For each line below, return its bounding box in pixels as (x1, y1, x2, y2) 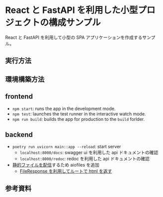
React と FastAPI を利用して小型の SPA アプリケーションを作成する (5, 34, 143, 40)
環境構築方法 (5, 75, 45, 84)
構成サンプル (49, 17, 101, 28)
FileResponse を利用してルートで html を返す (19, 168, 112, 174)
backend (5, 130, 33, 139)
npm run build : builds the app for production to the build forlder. (12, 116, 145, 122)
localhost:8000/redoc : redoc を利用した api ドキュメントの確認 (19, 156, 150, 162)
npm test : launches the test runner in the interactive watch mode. (12, 110, 146, 117)
